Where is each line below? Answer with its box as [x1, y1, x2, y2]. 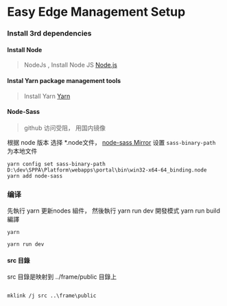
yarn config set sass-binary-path [7, 161, 106, 167]
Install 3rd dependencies [7, 29, 92, 38]
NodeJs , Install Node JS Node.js [23, 61, 118, 69]
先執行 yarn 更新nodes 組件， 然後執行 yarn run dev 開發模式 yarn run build [7, 207, 221, 215]
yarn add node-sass [7, 172, 63, 179]
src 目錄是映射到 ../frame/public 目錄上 [7, 272, 117, 281]
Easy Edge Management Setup [7, 4, 186, 20]
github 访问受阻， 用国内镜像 [23, 123, 106, 132]
